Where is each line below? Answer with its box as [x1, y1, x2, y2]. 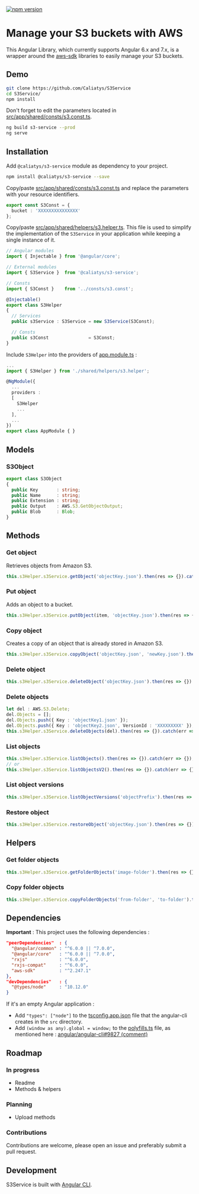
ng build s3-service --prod [6, 124, 76, 131]
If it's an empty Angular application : [6, 1000, 95, 1007]
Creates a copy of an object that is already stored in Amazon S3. [6, 640, 163, 647]
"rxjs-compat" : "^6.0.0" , [11, 962, 89, 968]
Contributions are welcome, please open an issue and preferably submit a [6, 1142, 187, 1149]
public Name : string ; [11, 492, 81, 498]
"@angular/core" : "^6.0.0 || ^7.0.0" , [11, 951, 115, 957]
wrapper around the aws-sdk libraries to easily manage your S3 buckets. [6, 52, 184, 59]
